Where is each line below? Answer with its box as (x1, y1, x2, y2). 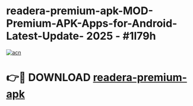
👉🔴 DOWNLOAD (6, 71, 91, 84)
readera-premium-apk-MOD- (6, 4, 153, 18)
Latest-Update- (6, 30, 84, 43)
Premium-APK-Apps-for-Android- (6, 17, 178, 30)
